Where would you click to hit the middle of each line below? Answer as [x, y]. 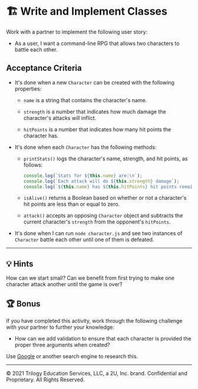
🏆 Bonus [23, 304]
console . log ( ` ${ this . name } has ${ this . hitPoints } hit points [100, 187]
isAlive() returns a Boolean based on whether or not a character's [105, 198]
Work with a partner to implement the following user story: [77, 32]
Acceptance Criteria [44, 68]
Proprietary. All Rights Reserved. [45, 380]
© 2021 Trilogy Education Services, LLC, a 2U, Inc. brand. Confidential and [97, 373]
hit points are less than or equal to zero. [72, 204]
